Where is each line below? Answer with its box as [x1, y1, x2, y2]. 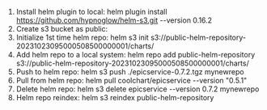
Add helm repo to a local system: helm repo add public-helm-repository [15, 50, 256, 59]
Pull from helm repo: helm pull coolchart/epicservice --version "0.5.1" [15, 76, 248, 85]
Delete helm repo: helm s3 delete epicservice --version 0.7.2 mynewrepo [15, 84, 260, 94]
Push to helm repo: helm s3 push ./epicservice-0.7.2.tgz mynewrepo [15, 67, 244, 76]
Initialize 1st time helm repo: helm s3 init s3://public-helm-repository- [15, 32, 247, 42]
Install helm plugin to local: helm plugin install [15, 7, 167, 16]
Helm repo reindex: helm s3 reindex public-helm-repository [15, 93, 214, 102]
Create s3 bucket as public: [15, 24, 108, 33]
